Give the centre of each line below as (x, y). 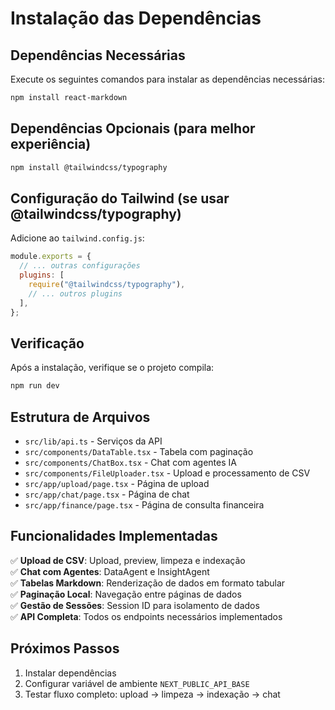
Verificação (47, 343)
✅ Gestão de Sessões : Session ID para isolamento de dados (135, 605)
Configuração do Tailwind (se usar (120, 198)
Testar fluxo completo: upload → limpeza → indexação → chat (152, 694)
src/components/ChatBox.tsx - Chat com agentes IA (130, 462)
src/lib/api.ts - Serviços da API (93, 441)
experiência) (51, 144)
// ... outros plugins (75, 293)
